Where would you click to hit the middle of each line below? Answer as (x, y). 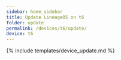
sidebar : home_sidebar (34, 12)
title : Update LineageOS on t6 (45, 17)
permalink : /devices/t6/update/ (46, 28)
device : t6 (20, 34)
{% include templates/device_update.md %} (61, 50)
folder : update (25, 23)
